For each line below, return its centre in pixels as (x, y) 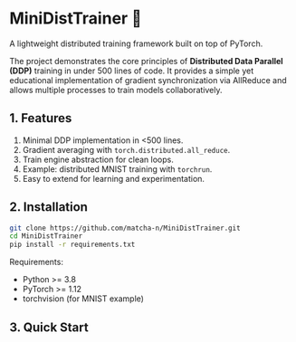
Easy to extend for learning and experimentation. (114, 178)
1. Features (41, 118)
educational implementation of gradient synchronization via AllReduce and (148, 80)
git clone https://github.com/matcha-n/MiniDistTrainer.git (125, 228)
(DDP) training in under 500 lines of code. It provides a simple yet (132, 71)
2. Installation (49, 207)
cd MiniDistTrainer (46, 236)
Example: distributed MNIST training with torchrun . (117, 169)
